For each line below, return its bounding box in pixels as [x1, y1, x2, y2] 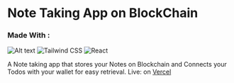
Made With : [7, 31, 50, 40]
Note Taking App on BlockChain [7, 5, 199, 21]
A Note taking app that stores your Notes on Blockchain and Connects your [7, 60, 227, 69]
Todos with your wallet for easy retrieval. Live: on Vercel [7, 67, 172, 76]
